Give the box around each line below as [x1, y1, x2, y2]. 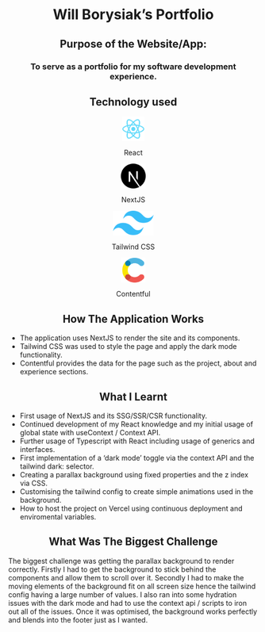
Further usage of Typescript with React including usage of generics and [19, 436, 255, 446]
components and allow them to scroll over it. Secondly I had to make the [8, 573, 244, 582]
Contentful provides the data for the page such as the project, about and [19, 358, 257, 368]
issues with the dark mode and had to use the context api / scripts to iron [8, 598, 248, 607]
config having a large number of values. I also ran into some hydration [8, 589, 237, 599]
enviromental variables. [19, 511, 97, 521]
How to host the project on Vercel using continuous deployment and [19, 504, 244, 513]
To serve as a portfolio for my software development [30, 61, 236, 72]
